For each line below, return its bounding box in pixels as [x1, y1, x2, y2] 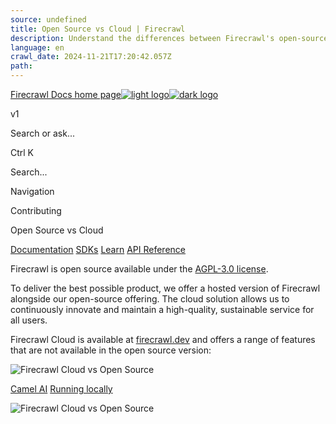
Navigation [10, 186, 55, 197]
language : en [10, 42, 65, 53]
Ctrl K [10, 147, 35, 158]
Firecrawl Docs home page [10, 89, 122, 100]
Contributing [10, 205, 62, 216]
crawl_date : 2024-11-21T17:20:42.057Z [10, 52, 172, 62]
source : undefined [10, 14, 87, 25]
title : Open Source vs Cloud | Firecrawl [10, 24, 186, 34]
